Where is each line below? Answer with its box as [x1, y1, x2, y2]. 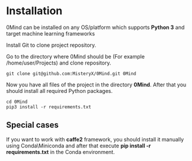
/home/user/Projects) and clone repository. [6, 59, 111, 66]
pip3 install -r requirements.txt [6, 104, 92, 110]
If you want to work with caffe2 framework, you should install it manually [6, 136, 184, 143]
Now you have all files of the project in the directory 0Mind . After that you [6, 81, 187, 88]
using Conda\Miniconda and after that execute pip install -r [6, 142, 151, 149]
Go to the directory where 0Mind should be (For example [6, 53, 145, 60]
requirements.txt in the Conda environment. [6, 148, 115, 155]
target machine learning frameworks [6, 30, 95, 37]
